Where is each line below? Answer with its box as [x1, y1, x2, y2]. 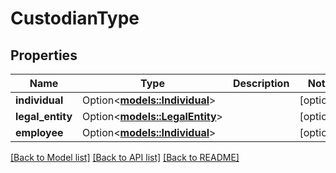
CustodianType [10, 7, 140, 30]
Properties [10, 47, 78, 64]
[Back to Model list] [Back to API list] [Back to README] [10, 152, 240, 163]
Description [232, 77, 290, 90]
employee [15, 126, 64, 139]
